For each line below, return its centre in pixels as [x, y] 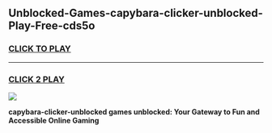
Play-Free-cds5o [52, 26]
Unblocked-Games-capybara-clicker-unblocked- [136, 13]
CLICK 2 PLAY [36, 79]
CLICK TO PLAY [40, 49]
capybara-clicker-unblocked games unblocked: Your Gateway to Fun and [134, 111]
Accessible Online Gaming [54, 120]
